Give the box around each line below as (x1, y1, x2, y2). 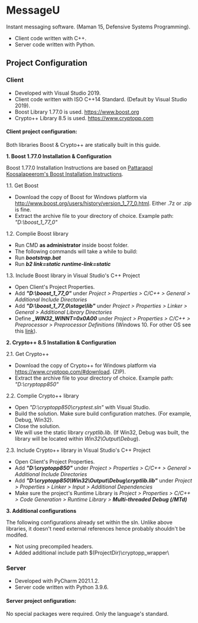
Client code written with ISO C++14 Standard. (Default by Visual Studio (14, 95, 187, 102)
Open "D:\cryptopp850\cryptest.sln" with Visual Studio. (14, 403, 151, 410)
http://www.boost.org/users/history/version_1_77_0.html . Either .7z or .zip (14, 200, 192, 207)
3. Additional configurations (6, 507, 77, 514)
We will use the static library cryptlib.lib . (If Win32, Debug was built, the (14, 429, 189, 436)
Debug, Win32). (14, 416, 54, 423)
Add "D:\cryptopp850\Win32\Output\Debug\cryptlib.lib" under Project (14, 477, 192, 484)
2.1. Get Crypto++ (6, 350, 49, 357)
